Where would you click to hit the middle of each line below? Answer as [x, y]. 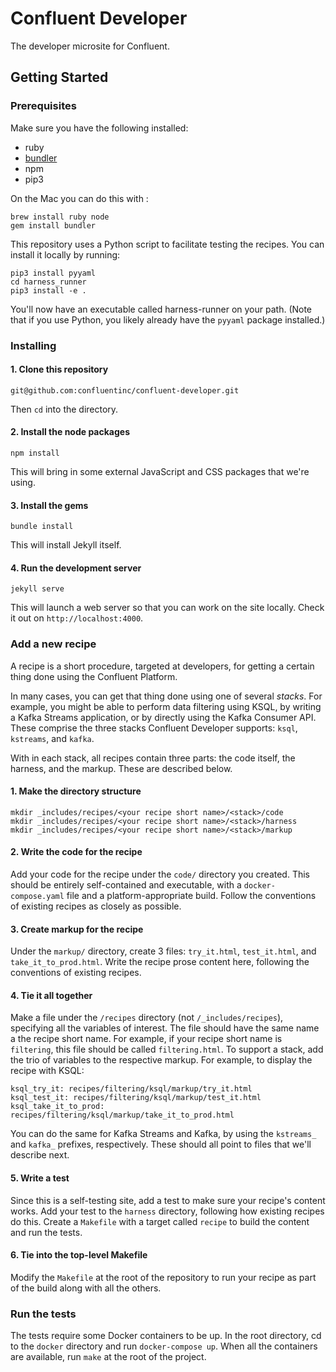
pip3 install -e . [48, 290]
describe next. [40, 1155]
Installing [33, 345]
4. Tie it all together [51, 995]
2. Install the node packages [70, 432]
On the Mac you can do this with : [79, 198]
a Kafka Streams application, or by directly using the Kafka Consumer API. [163, 717]
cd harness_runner [48, 282]
